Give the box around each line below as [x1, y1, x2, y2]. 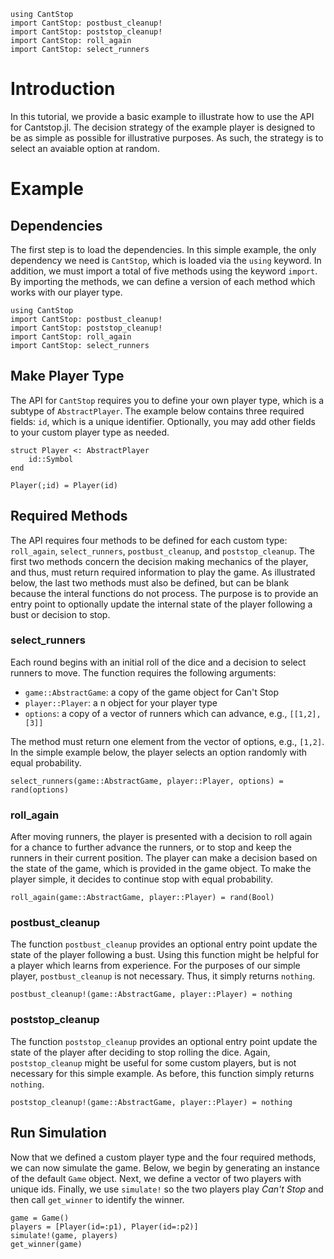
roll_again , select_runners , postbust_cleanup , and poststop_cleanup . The [10, 545, 315, 557]
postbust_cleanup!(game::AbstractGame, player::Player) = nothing [10, 990, 293, 1000]
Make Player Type [10, 368, 125, 385]
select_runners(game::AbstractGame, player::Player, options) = [10, 776, 284, 786]
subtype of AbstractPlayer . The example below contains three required [10, 405, 305, 417]
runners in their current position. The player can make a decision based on [10, 852, 318, 864]
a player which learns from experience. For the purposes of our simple [10, 960, 301, 972]
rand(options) [10, 785, 70, 795]
